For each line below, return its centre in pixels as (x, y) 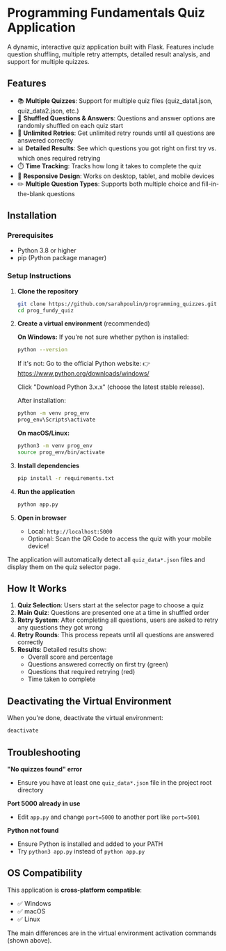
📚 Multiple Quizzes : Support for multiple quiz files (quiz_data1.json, (115, 101)
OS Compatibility (45, 873)
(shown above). (30, 940)
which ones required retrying (59, 158)
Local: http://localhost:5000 (70, 531)
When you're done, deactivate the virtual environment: (85, 718)
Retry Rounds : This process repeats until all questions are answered (115, 635)
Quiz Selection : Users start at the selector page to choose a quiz (110, 605)
